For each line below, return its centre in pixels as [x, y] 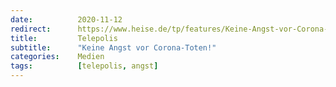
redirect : [31, 29]
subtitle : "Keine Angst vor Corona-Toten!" [113, 47]
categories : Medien [57, 57]
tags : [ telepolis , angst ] [84, 66]
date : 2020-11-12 [66, 19]
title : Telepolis [64, 38]
